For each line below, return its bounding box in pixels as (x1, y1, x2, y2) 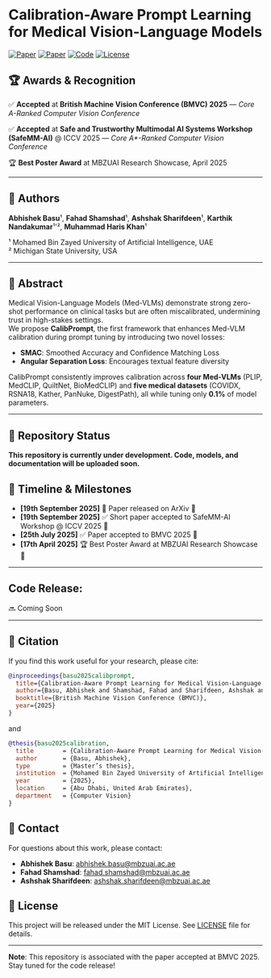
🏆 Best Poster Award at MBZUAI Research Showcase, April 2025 (8, 157, 227, 167)
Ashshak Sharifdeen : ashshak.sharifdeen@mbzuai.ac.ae (19, 876, 211, 885)
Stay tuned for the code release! (8, 961, 115, 971)
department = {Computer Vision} (15, 792, 131, 800)
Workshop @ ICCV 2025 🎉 (19, 522, 109, 531)
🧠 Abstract (8, 277, 63, 290)
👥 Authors (8, 192, 60, 206)
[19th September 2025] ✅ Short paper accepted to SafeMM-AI (19, 512, 231, 522)
